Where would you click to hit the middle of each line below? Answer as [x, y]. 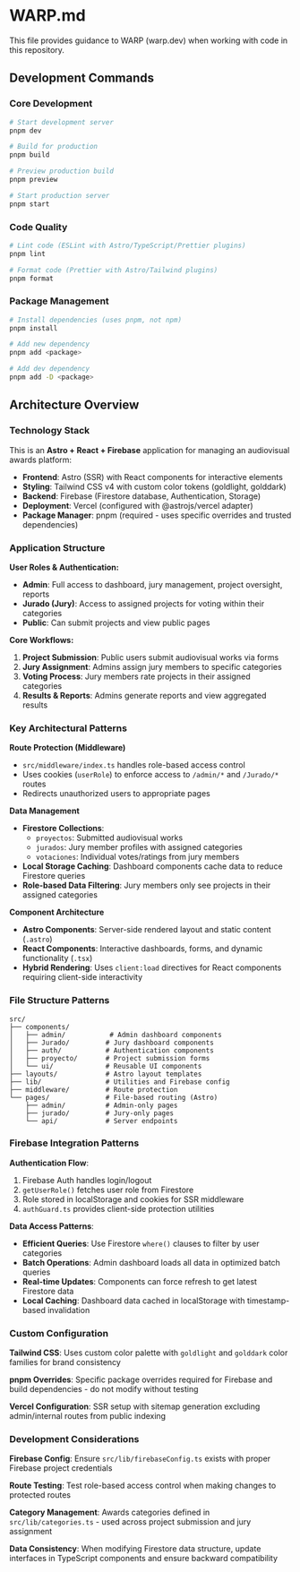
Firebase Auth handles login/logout [87, 1180]
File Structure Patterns [60, 1001]
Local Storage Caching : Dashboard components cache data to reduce [153, 866]
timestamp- [268, 1301]
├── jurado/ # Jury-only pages [100, 1113]
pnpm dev [26, 131]
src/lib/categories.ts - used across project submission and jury [130, 1522]
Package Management [59, 301]
